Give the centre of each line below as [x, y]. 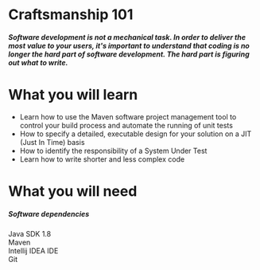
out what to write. [38, 62]
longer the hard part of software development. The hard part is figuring [129, 54]
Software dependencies [49, 213]
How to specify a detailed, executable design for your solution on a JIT [136, 134]
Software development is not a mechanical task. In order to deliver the [127, 37]
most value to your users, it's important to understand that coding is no [129, 45]
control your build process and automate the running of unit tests [126, 125]
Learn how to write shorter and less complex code [102, 159]
